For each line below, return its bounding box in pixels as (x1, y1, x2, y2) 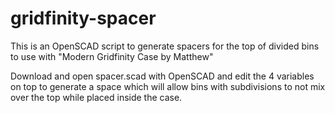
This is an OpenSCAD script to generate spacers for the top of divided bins (10, 40, 320, 52)
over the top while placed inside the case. (10, 91, 183, 103)
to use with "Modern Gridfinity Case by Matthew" (10, 50, 214, 62)
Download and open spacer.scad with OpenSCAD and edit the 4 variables (10, 70, 315, 82)
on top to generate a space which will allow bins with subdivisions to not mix (10, 80, 326, 92)
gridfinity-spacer (10, 7, 157, 30)
